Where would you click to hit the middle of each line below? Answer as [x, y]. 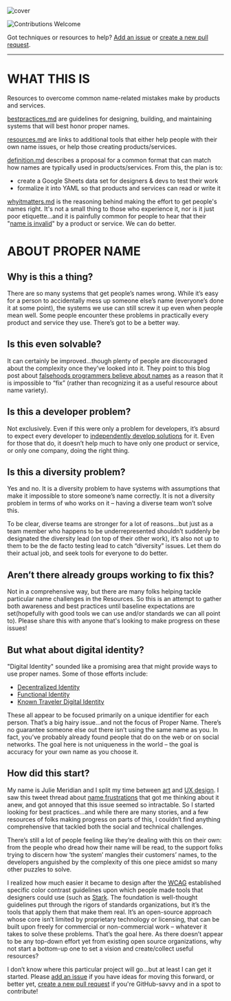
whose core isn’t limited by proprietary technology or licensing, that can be [113, 919]
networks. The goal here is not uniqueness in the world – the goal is [103, 744]
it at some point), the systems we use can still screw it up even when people [115, 307]
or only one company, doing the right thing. [68, 450]
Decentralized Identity [48, 687]
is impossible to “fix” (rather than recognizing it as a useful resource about [112, 383]
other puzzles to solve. [40, 869]
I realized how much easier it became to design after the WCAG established [114, 882]
